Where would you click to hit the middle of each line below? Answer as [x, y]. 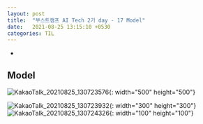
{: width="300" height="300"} [153, 106]
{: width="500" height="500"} [152, 92]
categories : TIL [31, 33]
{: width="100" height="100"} [151, 113]
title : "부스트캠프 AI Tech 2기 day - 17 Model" [76, 20]
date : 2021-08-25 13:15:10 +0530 [59, 27]
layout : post [26, 14]
